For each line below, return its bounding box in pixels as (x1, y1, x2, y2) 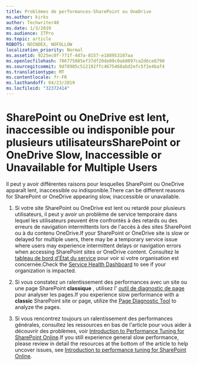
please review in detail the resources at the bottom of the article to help (14, 340, 189, 347)
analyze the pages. (14, 303, 61, 310)
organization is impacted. (14, 267, 77, 274)
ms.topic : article (6, 36, 51, 42)
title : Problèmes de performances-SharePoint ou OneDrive (6, 8, 152, 15)
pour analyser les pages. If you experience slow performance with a (14, 291, 179, 298)
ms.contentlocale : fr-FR (6, 74, 67, 80)
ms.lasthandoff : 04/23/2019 (6, 80, 75, 86)
